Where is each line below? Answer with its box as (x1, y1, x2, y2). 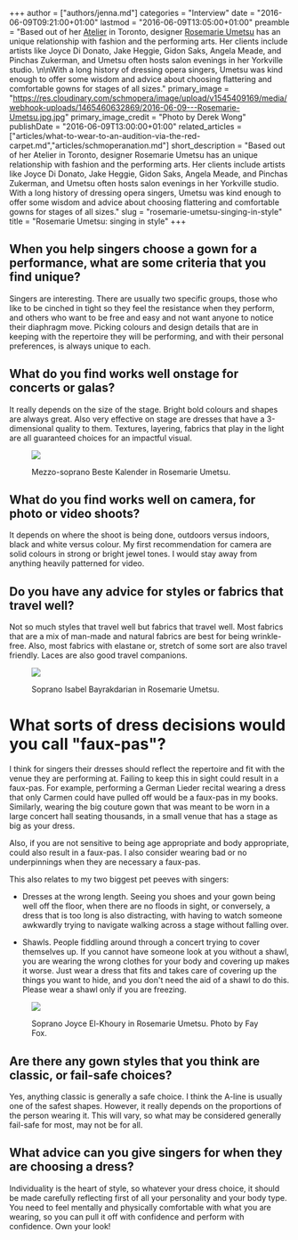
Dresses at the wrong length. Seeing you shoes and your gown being (21, 891, 276, 902)
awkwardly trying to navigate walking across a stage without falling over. (21, 920, 289, 931)
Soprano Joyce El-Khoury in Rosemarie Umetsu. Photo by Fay (31, 1018, 259, 1029)
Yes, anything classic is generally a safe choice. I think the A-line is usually (9, 1091, 283, 1102)
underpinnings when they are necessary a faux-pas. (9, 857, 201, 867)
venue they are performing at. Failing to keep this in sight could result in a (9, 773, 278, 784)
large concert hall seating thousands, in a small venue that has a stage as (9, 811, 278, 822)
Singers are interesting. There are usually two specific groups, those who (9, 293, 278, 304)
